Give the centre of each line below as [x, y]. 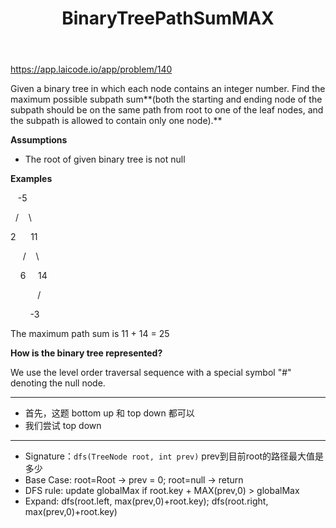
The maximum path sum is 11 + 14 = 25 [90, 334]
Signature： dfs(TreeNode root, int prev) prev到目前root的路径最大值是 [174, 456]
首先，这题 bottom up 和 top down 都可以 [109, 413]
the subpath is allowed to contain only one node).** [116, 121]
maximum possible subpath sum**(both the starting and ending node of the [166, 99]
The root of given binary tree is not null [105, 159]
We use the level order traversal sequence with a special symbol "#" [151, 373]
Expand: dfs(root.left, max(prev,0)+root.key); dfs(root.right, [146, 501]
